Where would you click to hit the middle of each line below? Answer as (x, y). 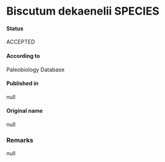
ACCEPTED (21, 42)
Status (15, 28)
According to (23, 55)
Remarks (20, 140)
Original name (24, 111)
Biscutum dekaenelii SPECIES (83, 11)
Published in (22, 83)
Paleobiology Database (35, 69)
